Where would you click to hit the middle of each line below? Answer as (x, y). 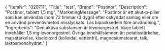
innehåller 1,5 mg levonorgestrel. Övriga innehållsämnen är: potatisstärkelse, (82, 33)
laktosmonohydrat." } (26, 43)
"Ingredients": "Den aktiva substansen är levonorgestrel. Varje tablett (75, 28)
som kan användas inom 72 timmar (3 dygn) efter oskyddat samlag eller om (82, 17)
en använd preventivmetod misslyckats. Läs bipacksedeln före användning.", (83, 22)
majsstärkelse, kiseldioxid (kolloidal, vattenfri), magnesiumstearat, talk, (77, 38)
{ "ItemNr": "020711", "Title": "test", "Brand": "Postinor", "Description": (76, 7)
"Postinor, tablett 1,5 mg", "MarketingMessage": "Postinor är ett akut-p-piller (82, 12)
